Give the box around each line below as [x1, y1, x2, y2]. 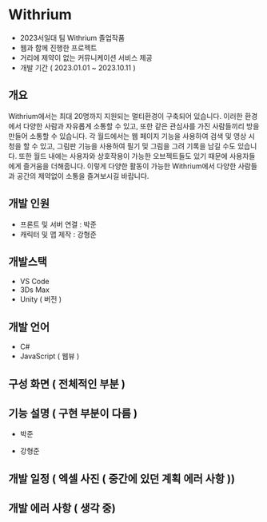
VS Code [19, 277, 50, 287]
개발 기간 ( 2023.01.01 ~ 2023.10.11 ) [19, 62, 136, 73]
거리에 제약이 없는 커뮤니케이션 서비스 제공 [19, 53, 153, 62]
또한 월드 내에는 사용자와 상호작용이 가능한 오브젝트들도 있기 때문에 [18, 151, 228, 160]
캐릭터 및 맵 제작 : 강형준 [19, 229, 98, 239]
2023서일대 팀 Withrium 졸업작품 [19, 33, 126, 42]
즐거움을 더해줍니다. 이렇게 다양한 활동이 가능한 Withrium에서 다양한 [22, 161, 237, 171]
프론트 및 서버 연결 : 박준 [19, 219, 98, 229]
